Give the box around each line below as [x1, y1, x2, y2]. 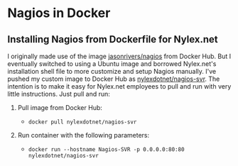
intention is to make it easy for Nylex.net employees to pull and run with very [7, 82, 232, 90]
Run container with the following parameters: [17, 131, 150, 139]
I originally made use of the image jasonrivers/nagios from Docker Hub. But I [7, 52, 232, 60]
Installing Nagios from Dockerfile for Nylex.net [7, 33, 218, 45]
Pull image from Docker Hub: [17, 104, 103, 111]
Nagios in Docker [7, 5, 111, 21]
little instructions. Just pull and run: [7, 90, 110, 98]
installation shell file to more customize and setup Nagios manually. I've [7, 67, 217, 75]
